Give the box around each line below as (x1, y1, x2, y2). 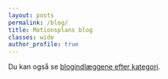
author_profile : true (8, 41, 79, 48)
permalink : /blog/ (8, 19, 68, 27)
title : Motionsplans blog (8, 26, 93, 34)
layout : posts (8, 11, 55, 20)
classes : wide (8, 33, 55, 41)
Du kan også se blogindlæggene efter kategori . (8, 62, 161, 71)
